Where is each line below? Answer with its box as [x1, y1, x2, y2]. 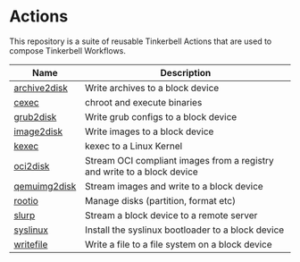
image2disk [13, 125, 63, 138]
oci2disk [13, 159, 50, 172]
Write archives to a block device [84, 81, 220, 94]
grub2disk [13, 110, 57, 123]
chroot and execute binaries [84, 96, 203, 108]
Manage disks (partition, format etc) [84, 194, 237, 207]
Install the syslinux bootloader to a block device [84, 224, 285, 236]
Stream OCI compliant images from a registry [84, 154, 274, 166]
